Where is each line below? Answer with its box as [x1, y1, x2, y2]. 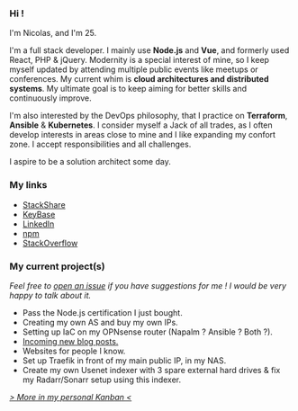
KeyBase [22, 209, 56, 219]
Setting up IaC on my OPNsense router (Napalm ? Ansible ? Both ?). [22, 326, 273, 337]
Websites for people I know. [22, 345, 126, 356]
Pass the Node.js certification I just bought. [22, 307, 183, 317]
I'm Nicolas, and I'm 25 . [9, 28, 97, 39]
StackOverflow [22, 237, 78, 248]
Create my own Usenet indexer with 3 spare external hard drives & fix [22, 364, 281, 375]
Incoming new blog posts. [22, 335, 119, 346]
